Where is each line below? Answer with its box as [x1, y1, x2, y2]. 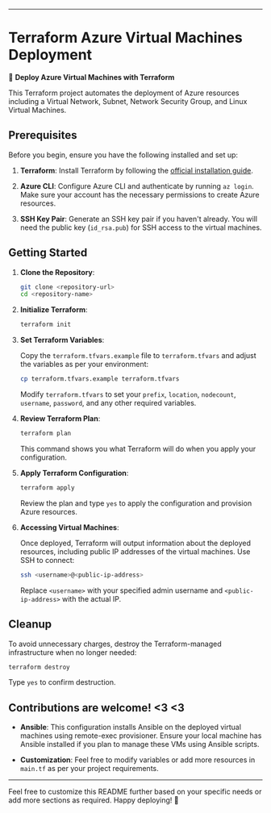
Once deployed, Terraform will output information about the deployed [19, 538, 252, 548]
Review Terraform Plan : [19, 414, 101, 423]
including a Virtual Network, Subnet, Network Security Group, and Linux [8, 96, 248, 106]
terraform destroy [8, 663, 70, 671]
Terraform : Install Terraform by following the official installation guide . [19, 165, 254, 175]
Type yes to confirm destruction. [8, 677, 116, 687]
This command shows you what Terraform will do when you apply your [19, 444, 256, 453]
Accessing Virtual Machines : [19, 522, 119, 532]
